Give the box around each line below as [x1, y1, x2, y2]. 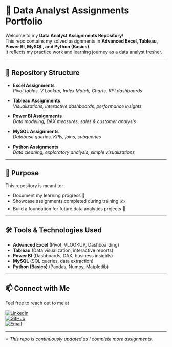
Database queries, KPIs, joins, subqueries [12, 133, 101, 140]
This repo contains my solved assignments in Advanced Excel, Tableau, [5, 38, 158, 44]
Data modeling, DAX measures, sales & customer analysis [12, 118, 136, 125]
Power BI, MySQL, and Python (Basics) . [5, 43, 91, 49]
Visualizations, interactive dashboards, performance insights [12, 103, 142, 109]
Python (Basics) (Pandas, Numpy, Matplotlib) [12, 263, 109, 270]
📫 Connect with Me [5, 284, 70, 293]
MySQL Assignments [12, 128, 59, 134]
